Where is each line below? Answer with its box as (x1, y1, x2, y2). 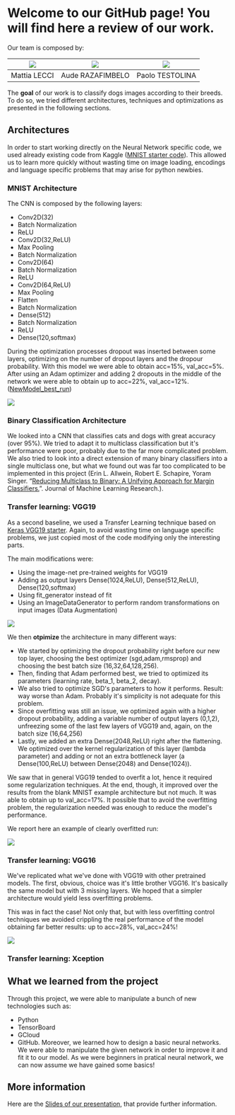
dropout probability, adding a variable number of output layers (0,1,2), (17, 714, 220, 723)
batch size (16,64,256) (17, 729, 83, 738)
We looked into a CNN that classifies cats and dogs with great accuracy (7, 432, 216, 440)
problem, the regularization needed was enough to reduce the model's (7, 803, 213, 811)
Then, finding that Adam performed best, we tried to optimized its (17, 669, 209, 677)
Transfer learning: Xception (7, 954, 104, 964)
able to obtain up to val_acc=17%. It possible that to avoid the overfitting (7, 795, 217, 804)
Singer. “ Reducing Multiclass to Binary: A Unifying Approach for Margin (7, 476, 215, 486)
